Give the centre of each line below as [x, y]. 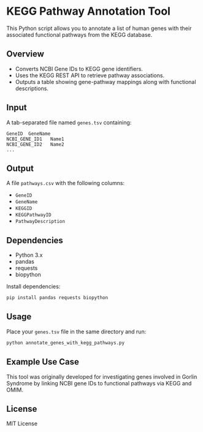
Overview [25, 54]
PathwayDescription [40, 222]
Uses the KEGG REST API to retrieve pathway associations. [90, 75]
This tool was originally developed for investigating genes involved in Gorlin [102, 377]
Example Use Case [43, 362]
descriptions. [32, 88]
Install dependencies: [33, 287]
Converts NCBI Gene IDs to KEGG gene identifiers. [79, 69]
